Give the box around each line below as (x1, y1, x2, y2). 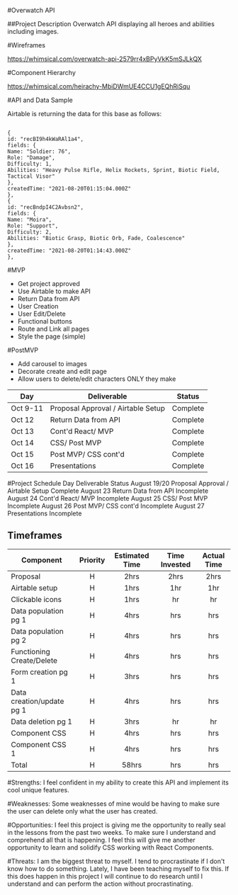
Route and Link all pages (17, 325, 90, 333)
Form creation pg (11, 667, 69, 677)
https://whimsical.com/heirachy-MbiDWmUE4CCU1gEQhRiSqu (7, 82, 191, 91)
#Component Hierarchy (7, 69, 76, 76)
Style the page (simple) (17, 332, 86, 341)
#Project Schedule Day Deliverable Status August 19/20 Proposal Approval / (7, 479, 229, 487)
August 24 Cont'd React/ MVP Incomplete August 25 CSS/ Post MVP (7, 494, 208, 502)
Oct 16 (11, 461, 34, 470)
